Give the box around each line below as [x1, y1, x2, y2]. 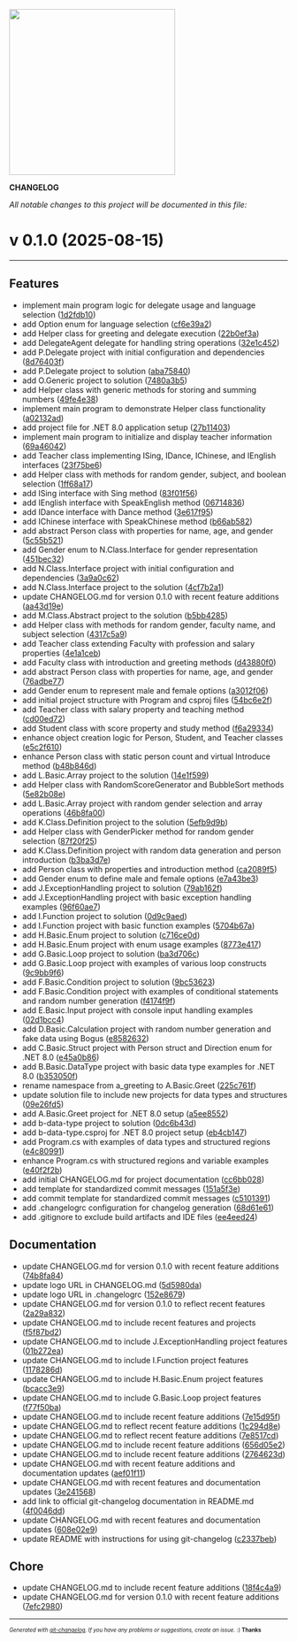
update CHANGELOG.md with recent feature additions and [21, 1458, 236, 1469]
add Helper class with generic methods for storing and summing [21, 384, 257, 395]
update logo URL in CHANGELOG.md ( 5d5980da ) [21, 1279, 202, 1290]
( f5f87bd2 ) [21, 1326, 62, 1337]
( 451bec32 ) [21, 553, 65, 564]
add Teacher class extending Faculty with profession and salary [21, 638, 255, 648]
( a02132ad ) [21, 412, 65, 423]
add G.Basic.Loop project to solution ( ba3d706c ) [21, 948, 201, 959]
